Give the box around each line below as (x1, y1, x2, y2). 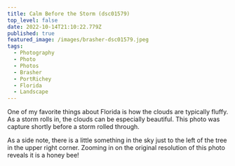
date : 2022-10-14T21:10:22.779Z (7, 23, 102, 30)
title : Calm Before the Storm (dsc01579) (7, 10, 130, 18)
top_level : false (7, 17, 58, 24)
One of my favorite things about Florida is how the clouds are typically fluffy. (7, 108, 229, 116)
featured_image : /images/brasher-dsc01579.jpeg (7, 36, 149, 43)
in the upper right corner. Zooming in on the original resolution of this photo (7, 144, 226, 152)
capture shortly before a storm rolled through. (7, 123, 140, 131)
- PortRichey (13, 75, 52, 83)
